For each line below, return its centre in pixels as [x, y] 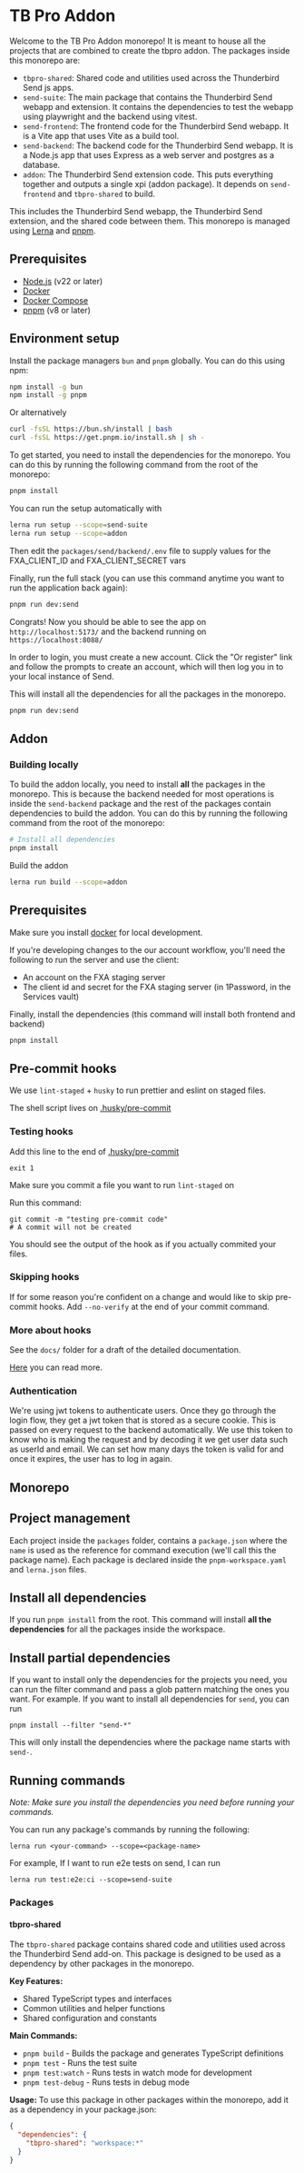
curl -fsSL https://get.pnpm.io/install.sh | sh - [107, 438]
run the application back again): [69, 588]
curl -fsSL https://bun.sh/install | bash [91, 429]
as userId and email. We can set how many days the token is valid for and [147, 1449]
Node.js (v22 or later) [63, 281]
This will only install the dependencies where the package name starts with [150, 1742]
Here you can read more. [56, 1367]
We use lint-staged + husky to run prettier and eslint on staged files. [137, 1090]
